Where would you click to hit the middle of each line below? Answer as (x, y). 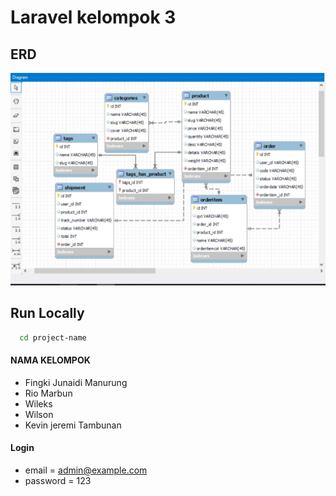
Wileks (38, 403)
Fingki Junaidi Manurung (76, 382)
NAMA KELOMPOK (50, 360)
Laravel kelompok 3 (93, 17)
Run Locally (47, 313)
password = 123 (58, 481)
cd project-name (53, 337)
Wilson (39, 414)
